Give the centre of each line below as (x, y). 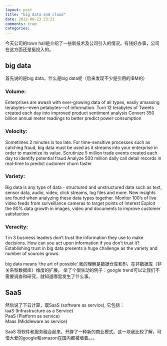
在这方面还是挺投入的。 (29, 49)
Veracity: (17, 226)
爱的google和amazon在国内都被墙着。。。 (55, 337)
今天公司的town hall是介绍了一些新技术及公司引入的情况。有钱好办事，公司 (82, 43)
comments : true (21, 24)
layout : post (19, 10)
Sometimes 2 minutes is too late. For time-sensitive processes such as (78, 142)
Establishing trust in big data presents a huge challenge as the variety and (81, 248)
